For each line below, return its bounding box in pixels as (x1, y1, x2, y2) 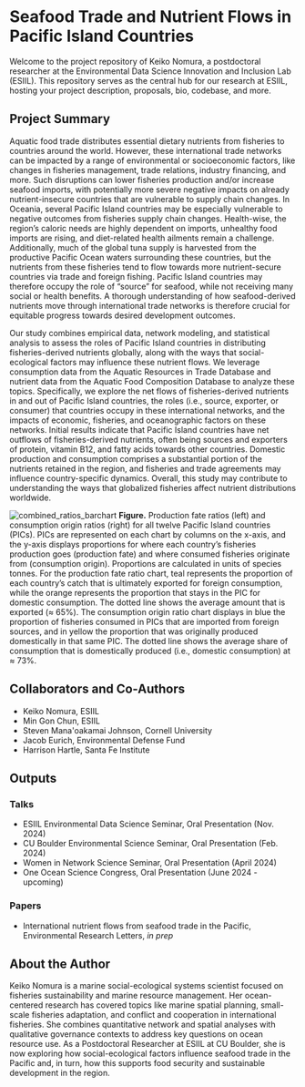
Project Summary (9, 111, 111, 127)
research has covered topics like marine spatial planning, (45, 1000, 259, 1010)
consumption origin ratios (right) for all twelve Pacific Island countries (9, 519, 271, 530)
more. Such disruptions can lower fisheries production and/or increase (9, 174, 275, 185)
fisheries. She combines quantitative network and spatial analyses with (9, 1019, 276, 1031)
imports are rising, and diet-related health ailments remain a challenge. (9, 232, 275, 243)
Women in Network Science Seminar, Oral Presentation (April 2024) (22, 857, 278, 868)
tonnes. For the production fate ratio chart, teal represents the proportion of (9, 568, 293, 579)
